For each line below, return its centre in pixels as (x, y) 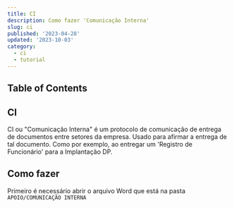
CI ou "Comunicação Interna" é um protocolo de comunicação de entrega (115, 129)
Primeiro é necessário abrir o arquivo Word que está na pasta (96, 190)
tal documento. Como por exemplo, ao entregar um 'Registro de (100, 144)
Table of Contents (48, 88)
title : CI (22, 14)
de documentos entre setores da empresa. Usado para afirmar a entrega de (117, 136)
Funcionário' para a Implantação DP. (60, 152)
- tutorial (30, 60)
